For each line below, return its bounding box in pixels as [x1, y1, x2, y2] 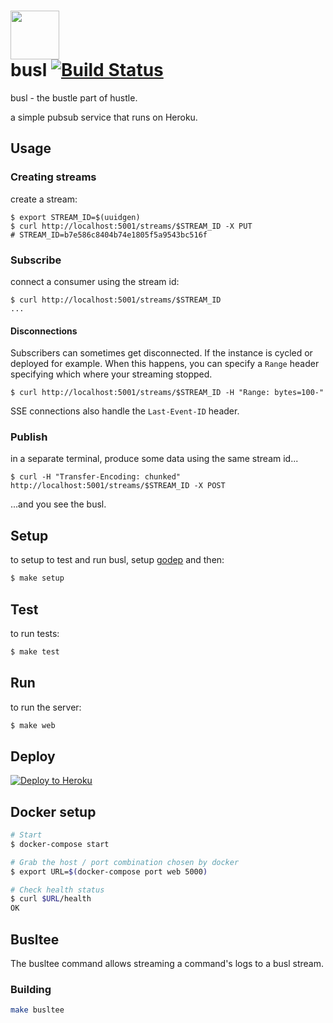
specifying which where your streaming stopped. [10, 368, 213, 380]
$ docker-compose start [10, 839, 110, 849]
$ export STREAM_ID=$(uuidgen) [10, 212, 141, 222]
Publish [10, 430, 48, 444]
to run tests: [10, 627, 60, 639]
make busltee [10, 1005, 65, 1015]
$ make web [10, 720, 56, 730]
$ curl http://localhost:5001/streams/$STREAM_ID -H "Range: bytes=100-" [10, 388, 325, 398]
